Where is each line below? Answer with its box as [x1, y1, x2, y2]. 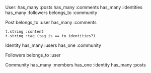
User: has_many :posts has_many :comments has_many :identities [5, 5, 142, 10]
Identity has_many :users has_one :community [5, 42, 102, 48]
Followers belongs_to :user [5, 52, 61, 58]
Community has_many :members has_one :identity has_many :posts [5, 62, 146, 67]
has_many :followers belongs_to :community [5, 10, 98, 16]
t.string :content [5, 29, 44, 34]
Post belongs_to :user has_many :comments [5, 20, 97, 25]
